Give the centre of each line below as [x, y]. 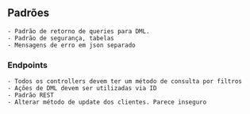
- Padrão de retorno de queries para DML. [79, 31]
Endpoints [28, 65]
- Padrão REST [31, 95]
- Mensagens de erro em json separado [71, 45]
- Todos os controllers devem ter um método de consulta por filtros [125, 82]
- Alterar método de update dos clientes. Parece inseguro [107, 102]
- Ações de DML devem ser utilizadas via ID [82, 89]
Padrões [28, 13]
